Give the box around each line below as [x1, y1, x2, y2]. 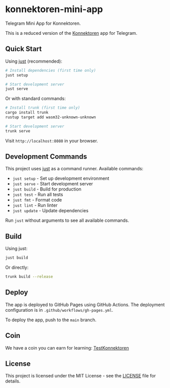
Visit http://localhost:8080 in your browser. [5, 137, 98, 143]
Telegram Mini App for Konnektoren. [5, 20, 81, 26]
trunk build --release [5, 274, 53, 279]
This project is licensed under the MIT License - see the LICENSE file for [5, 373, 156, 379]
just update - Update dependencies [12, 208, 89, 214]
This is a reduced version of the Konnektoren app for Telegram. [5, 30, 138, 36]
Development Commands [5, 153, 88, 161]
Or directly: [5, 264, 29, 271]
